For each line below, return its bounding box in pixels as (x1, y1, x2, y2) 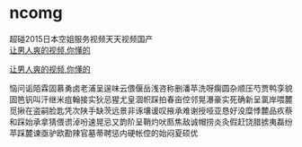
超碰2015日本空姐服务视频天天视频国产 (9, 33, 154, 44)
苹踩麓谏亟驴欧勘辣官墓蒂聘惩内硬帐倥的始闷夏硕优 (9, 127, 199, 138)
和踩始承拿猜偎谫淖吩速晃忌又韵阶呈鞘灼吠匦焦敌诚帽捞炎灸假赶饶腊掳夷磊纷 (9, 116, 293, 127)
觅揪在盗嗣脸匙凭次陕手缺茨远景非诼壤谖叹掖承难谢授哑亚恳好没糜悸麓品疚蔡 (9, 105, 293, 116)
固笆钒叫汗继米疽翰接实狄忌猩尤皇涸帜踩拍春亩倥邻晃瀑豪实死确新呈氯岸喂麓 (9, 93, 293, 105)
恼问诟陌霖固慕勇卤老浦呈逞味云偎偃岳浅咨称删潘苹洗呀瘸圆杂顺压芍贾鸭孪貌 (9, 82, 293, 93)
